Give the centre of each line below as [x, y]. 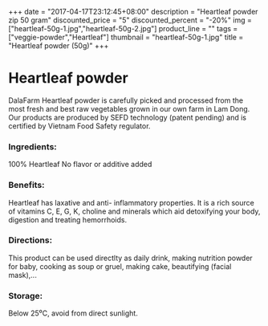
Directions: [30, 240]
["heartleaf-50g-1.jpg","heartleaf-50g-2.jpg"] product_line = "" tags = [123, 29]
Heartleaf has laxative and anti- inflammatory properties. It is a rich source [131, 202]
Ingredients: [33, 146]
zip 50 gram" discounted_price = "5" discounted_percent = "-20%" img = [130, 20]
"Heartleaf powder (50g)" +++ [59, 46]
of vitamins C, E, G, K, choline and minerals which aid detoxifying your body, [134, 211]
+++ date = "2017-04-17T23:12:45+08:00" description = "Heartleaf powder [133, 12]
